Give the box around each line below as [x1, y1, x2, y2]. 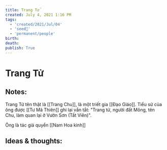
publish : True [5, 45, 36, 51]
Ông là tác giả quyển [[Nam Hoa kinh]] [5, 122, 86, 128]
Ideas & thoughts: [5, 137, 62, 145]
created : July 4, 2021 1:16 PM [5, 12, 72, 17]
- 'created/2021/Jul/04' [10, 21, 62, 27]
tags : [5, 17, 17, 22]
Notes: [5, 88, 27, 96]
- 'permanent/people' [10, 31, 56, 36]
